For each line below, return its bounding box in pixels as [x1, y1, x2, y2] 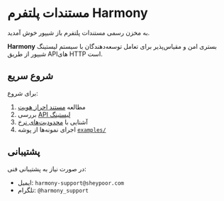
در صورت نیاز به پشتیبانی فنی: [7, 164, 86, 173]
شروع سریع [7, 70, 54, 82]
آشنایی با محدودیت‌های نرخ [17, 117, 89, 126]
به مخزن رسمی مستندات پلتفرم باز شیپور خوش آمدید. [7, 28, 150, 37]
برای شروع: [7, 88, 39, 97]
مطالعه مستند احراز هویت [17, 103, 86, 111]
